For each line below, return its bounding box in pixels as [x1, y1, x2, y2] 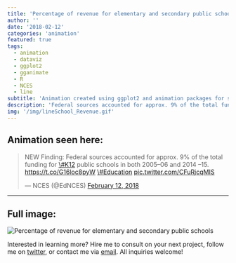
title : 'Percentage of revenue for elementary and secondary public [7, 10, 212, 18]
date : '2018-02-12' [7, 23, 65, 30]
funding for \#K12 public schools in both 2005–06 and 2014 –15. [24, 160, 209, 168]
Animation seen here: [7, 134, 104, 146]
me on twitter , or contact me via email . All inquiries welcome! [7, 248, 184, 256]
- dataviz [13, 56, 42, 63]
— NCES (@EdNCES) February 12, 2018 [24, 181, 139, 189]
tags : [7, 43, 23, 50]
